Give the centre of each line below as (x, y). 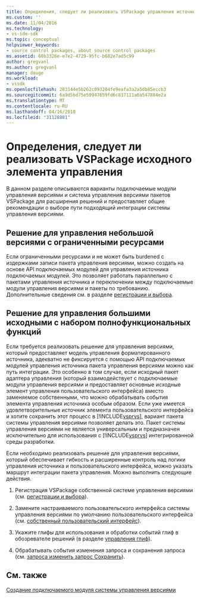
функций (24, 332)
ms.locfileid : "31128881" (38, 117)
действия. (19, 478)
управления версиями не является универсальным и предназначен (93, 429)
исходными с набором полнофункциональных (99, 323)
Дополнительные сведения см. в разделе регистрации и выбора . (90, 294)
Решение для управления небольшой (80, 233)
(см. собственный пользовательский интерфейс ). (78, 521)
